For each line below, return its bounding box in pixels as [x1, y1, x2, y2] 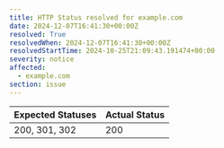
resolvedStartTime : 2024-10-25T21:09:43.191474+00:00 [9, 47, 216, 56]
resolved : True [9, 30, 67, 39]
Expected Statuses [13, 109, 97, 121]
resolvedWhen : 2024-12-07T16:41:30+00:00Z [9, 38, 171, 48]
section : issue [9, 80, 67, 89]
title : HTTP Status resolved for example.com [9, 13, 183, 22]
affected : [9, 64, 47, 73]
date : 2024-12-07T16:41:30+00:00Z [9, 22, 139, 30]
